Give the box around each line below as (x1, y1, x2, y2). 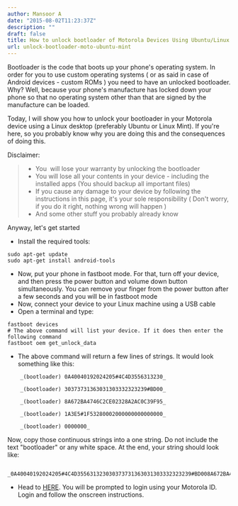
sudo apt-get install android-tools (7, 257, 115, 264)
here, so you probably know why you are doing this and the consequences (7, 129, 225, 138)
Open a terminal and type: (17, 307, 94, 316)
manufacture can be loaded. (7, 101, 90, 109)
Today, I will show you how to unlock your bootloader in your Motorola (7, 114, 212, 123)
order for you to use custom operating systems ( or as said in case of (7, 70, 209, 79)
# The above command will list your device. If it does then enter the (7, 327, 223, 334)
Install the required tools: (17, 237, 91, 246)
